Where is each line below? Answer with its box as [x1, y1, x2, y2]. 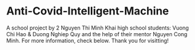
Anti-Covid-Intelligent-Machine [6, 4, 170, 18]
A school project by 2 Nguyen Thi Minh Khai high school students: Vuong [6, 24, 189, 31]
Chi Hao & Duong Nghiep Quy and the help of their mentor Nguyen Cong [6, 30, 188, 37]
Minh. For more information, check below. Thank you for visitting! [6, 37, 169, 44]
